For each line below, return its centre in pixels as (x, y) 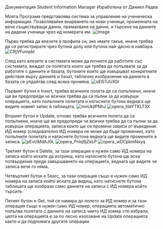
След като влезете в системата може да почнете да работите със (73, 61)
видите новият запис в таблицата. (40, 106)
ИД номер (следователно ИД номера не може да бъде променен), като (80, 131)
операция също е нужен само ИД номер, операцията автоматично (75, 206)
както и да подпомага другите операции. (48, 221)
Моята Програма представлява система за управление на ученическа (79, 16)
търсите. (14, 191)
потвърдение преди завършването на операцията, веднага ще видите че (81, 161)
